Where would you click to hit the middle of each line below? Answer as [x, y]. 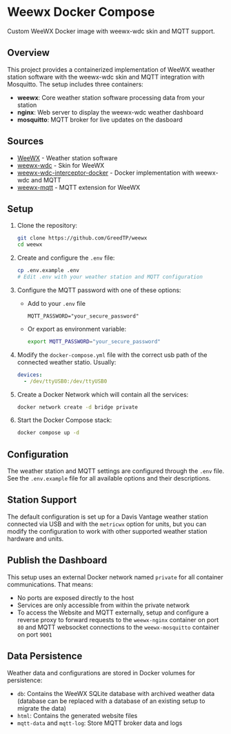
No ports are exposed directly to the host [76, 597]
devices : [30, 375]
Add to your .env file [57, 303]
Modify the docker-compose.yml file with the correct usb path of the [112, 355]
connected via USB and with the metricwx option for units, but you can [107, 524]
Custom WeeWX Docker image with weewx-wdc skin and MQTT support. [111, 31]
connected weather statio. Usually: [67, 362]
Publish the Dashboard [57, 560]
